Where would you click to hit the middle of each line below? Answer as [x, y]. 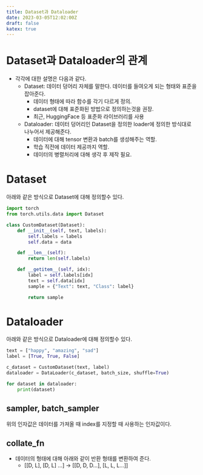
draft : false [23, 23]
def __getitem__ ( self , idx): [54, 270]
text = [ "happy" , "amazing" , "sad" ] [52, 351]
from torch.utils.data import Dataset [55, 214]
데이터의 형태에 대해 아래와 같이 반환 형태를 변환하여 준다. [83, 459]
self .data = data [50, 242]
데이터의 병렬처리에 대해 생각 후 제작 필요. [82, 155]
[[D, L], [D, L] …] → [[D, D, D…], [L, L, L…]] [76, 465]
